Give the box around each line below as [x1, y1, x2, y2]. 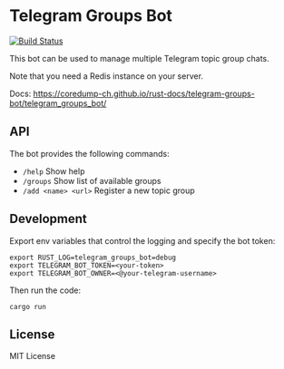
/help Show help [22, 165, 85, 177]
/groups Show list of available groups [22, 175, 162, 186]
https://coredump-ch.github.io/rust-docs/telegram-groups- [33, 88, 256, 99]
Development [9, 211, 88, 227]
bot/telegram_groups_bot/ [9, 97, 107, 109]
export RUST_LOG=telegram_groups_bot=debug [9, 253, 177, 262]
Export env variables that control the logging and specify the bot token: [9, 235, 276, 246]
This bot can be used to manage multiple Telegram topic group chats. [9, 53, 269, 63]
